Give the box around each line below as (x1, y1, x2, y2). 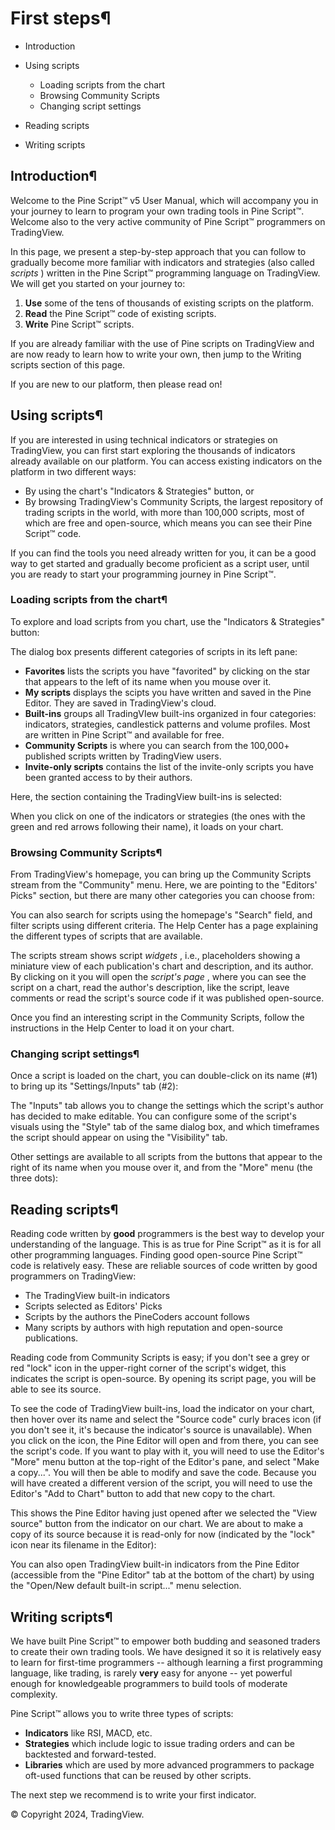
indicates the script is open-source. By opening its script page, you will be (10, 1373, 317, 1385)
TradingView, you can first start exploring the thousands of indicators (10, 444, 296, 456)
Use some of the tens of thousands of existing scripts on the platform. (24, 297, 315, 309)
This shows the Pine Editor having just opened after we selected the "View (10, 1507, 318, 1519)
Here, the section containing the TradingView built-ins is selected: (10, 790, 282, 802)
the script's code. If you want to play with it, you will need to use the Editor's (10, 1445, 325, 1457)
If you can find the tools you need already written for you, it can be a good (10, 547, 317, 559)
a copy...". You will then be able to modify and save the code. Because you (10, 1467, 317, 1479)
